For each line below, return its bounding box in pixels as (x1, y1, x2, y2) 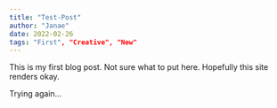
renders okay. (9, 72, 60, 82)
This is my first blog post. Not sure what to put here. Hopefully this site (9, 62, 269, 73)
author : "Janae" (9, 21, 69, 30)
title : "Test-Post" (9, 12, 82, 22)
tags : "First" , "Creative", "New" (9, 37, 138, 47)
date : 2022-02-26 (9, 29, 74, 38)
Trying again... (9, 89, 62, 99)
